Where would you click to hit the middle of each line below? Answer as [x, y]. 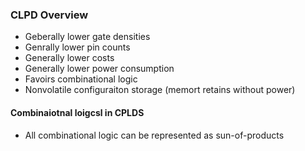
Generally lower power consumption [99, 69]
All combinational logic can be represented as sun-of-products [154, 135]
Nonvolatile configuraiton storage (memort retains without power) [160, 90]
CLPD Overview [49, 15]
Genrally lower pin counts [77, 47]
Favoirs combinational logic [81, 79]
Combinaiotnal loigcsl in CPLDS [77, 112]
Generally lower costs [69, 58]
